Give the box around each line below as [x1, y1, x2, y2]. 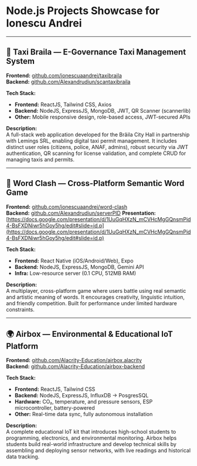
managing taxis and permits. [6, 156, 75, 163]
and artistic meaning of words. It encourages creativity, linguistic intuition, [6, 293, 185, 300]
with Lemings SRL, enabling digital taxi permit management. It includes [6, 137, 177, 144]
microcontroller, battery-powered [14, 404, 95, 411]
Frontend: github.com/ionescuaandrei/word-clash [6, 203, 128, 210]
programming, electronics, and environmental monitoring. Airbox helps [6, 434, 177, 441]
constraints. [6, 306, 35, 313]
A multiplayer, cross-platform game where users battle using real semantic [6, 287, 186, 294]
